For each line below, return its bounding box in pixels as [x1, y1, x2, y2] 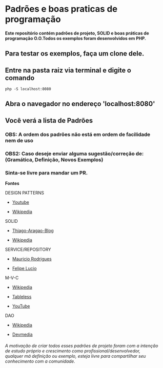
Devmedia [12, 331, 33, 337]
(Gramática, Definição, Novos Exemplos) [5, 156, 103, 163]
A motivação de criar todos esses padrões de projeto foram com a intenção [5, 343, 159, 349]
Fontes [5, 180, 20, 186]
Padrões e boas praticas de [5, 3, 118, 15]
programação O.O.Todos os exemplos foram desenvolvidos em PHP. [5, 35, 146, 41]
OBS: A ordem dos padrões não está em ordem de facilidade [5, 131, 150, 137]
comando [5, 74, 35, 82]
